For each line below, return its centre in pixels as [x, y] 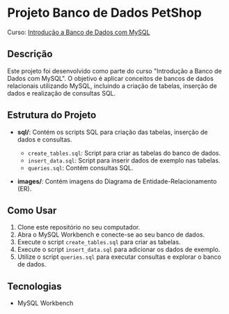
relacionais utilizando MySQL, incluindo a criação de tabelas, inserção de [112, 86]
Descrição [30, 54]
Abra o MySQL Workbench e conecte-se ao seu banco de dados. [111, 234]
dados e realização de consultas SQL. [62, 93]
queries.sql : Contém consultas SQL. [80, 167]
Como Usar [32, 210]
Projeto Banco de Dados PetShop [104, 13]
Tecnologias [34, 286]
